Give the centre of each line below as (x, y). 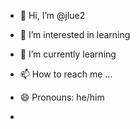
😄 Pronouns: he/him (62, 97)
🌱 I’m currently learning (68, 54)
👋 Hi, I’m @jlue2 (52, 15)
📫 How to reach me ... (66, 74)
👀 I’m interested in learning (75, 34)
